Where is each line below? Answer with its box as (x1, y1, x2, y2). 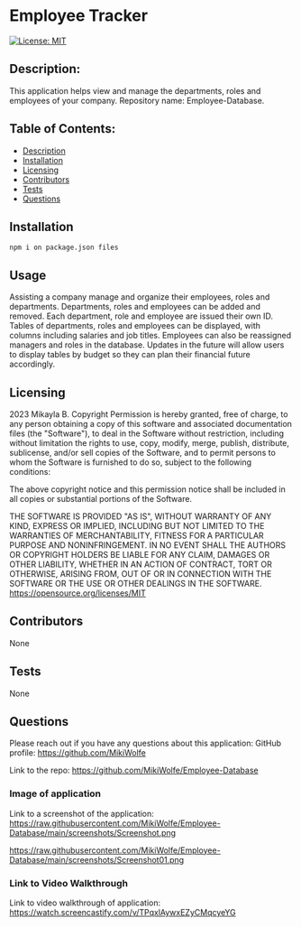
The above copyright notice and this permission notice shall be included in (9, 484, 286, 495)
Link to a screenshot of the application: (9, 808, 155, 819)
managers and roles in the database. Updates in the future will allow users (9, 339, 285, 350)
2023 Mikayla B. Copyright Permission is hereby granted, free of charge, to (9, 409, 288, 420)
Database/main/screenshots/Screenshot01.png (9, 854, 185, 865)
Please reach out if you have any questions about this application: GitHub (9, 737, 282, 749)
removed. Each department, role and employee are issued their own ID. (9, 311, 273, 321)
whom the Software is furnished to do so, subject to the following (9, 457, 252, 468)
